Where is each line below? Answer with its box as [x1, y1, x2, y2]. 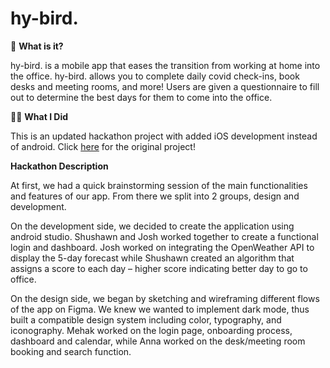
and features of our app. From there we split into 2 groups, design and [10, 190, 300, 202]
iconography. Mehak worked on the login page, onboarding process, [10, 324, 293, 336]
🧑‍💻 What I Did [10, 110, 69, 122]
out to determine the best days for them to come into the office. [10, 91, 273, 103]
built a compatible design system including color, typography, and [10, 313, 282, 326]
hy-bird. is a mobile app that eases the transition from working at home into [10, 59, 321, 71]
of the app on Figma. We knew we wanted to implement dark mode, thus [10, 303, 310, 315]
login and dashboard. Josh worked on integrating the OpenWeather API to [10, 241, 315, 253]
